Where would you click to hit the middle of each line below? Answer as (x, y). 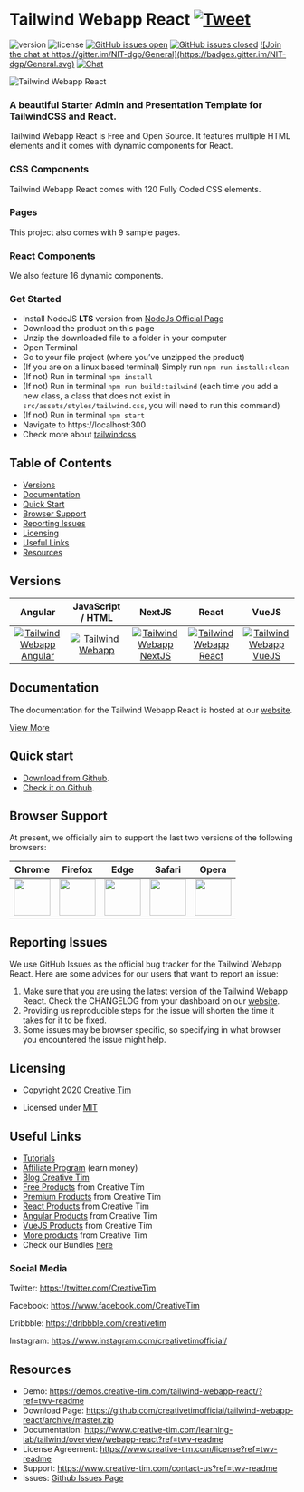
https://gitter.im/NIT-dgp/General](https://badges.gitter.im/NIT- (169, 54)
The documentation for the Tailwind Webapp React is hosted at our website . (151, 710)
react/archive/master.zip (68, 1420)
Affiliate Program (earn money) (80, 1167)
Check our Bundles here (67, 1244)
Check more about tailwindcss (79, 435)
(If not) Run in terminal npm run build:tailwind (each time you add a (150, 387)
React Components (52, 256)
